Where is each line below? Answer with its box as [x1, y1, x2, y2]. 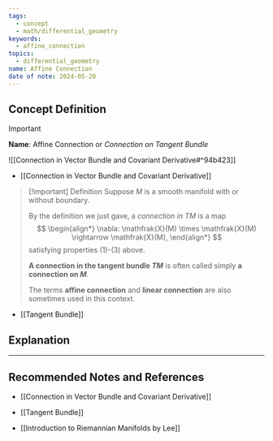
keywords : [8, 34, 42, 43]
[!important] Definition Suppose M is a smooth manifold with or [28, 187, 240, 197]
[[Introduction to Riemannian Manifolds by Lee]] [19, 423, 180, 433]
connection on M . [28, 270, 89, 279]
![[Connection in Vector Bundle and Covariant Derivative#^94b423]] [8, 155, 236, 165]
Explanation [8, 333, 71, 347]
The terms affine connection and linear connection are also [28, 285, 232, 295]
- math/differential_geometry [15, 27, 118, 35]
